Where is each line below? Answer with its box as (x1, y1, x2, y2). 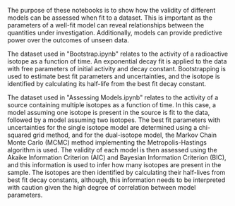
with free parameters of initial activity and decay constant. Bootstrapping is (7, 65, 226, 73)
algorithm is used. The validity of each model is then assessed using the (7, 146, 217, 154)
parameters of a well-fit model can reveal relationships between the (7, 21, 205, 29)
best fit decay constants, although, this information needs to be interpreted (7, 176, 226, 184)
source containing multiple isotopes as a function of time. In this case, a (7, 101, 217, 109)
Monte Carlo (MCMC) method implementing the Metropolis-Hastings (7, 138, 207, 147)
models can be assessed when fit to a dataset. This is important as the (7, 13, 213, 22)
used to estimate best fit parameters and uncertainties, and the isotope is (7, 72, 220, 80)
